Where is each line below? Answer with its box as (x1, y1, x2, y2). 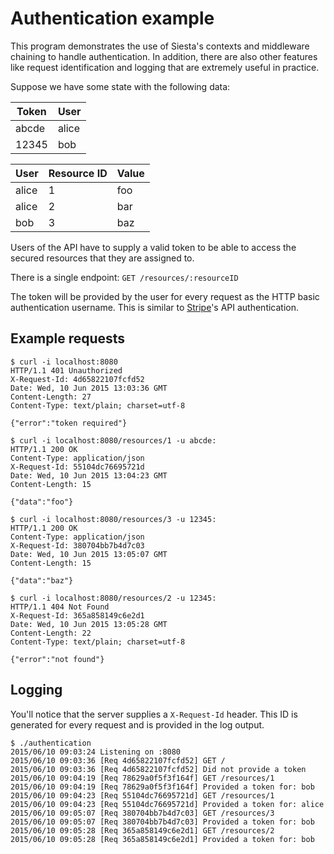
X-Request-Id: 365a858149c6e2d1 (10, 610, 145, 621)
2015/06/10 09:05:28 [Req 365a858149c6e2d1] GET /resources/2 (10, 825, 275, 836)
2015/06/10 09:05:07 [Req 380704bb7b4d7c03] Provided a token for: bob (10, 817, 315, 827)
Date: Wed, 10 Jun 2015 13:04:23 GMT (10, 470, 168, 481)
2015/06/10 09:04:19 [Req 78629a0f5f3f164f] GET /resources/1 (10, 773, 275, 783)
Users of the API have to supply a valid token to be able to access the (10, 241, 297, 253)
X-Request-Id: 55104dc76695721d (10, 462, 145, 472)
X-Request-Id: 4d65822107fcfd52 (10, 374, 145, 384)
